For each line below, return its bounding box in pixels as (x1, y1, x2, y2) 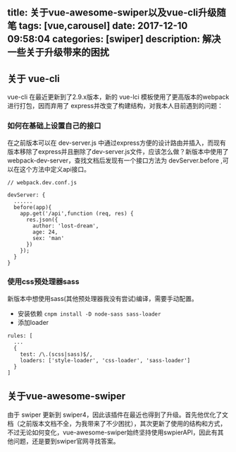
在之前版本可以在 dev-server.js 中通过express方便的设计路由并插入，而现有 (7, 138, 227, 147)
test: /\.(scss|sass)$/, (20, 350, 93, 358)
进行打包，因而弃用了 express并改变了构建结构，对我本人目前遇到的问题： (7, 102, 223, 110)
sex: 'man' (32, 234, 65, 242)
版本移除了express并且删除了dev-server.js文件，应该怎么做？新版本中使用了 (7, 147, 229, 155)
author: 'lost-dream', (32, 222, 99, 230)
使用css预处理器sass (7, 277, 80, 287)
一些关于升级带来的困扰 (7, 47, 109, 59)
